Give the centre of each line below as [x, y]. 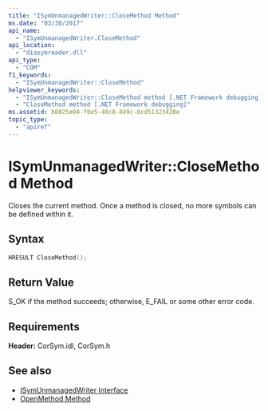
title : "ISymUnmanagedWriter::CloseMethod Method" [94, 16]
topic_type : [28, 120]
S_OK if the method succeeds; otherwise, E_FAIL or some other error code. [132, 302]
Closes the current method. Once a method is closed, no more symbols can [132, 205]
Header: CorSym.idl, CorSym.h [59, 346]
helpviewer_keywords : [44, 90]
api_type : [25, 61]
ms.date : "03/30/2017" [46, 23]
